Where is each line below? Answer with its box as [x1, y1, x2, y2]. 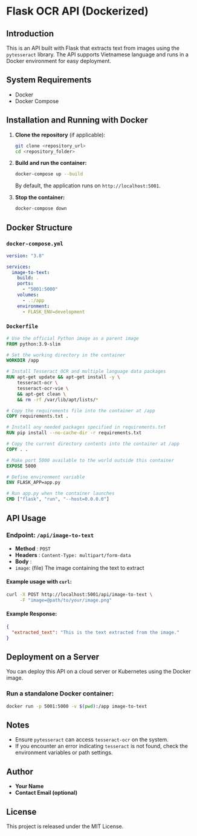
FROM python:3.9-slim [6, 341, 61, 347]
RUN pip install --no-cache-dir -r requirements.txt [6, 430, 142, 436]
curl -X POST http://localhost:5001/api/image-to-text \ [6, 592, 153, 598]
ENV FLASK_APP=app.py [6, 480, 61, 486]
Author [6, 766, 33, 777]
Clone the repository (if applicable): [15, 131, 106, 138]
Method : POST [15, 544, 51, 552]
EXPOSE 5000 [6, 463, 36, 469]
